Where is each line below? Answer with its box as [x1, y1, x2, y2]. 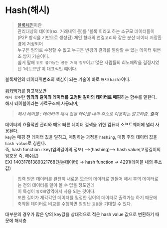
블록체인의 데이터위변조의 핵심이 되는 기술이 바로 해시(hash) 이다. [5, 76, 131, 82]
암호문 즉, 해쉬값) [5, 153, 39, 159]
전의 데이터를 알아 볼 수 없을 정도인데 [22, 182, 95, 188]
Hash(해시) [5, 4, 50, 16]
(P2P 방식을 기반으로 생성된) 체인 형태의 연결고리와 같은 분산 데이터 [17, 34, 149, 40]
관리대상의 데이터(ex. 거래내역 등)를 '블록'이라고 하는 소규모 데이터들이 [17, 28, 155, 34]
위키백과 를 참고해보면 [5, 88, 47, 94]
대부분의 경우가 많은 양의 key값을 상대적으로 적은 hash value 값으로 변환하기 [5, 211, 155, 217]
